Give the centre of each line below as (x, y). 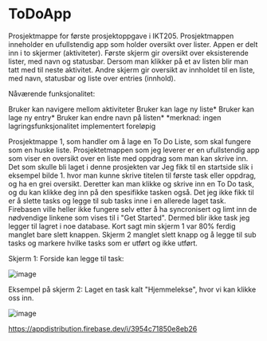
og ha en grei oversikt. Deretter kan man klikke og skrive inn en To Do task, (132, 183)
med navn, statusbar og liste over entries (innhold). (92, 78)
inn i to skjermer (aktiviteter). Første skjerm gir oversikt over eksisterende (129, 53)
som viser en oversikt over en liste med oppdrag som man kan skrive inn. (128, 158)
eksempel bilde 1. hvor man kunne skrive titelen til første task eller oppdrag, (132, 175)
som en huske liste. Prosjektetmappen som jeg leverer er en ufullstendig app (134, 150)
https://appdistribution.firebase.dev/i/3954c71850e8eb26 (103, 328)
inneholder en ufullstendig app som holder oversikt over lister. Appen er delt (133, 44)
